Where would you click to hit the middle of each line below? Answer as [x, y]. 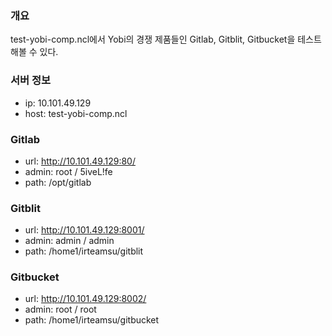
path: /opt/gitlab [58, 182]
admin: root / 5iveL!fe [68, 171]
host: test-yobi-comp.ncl [76, 113]
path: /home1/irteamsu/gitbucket [92, 320]
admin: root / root [60, 309]
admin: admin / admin [69, 241]
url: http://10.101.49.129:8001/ [84, 230]
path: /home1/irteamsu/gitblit [84, 251]
